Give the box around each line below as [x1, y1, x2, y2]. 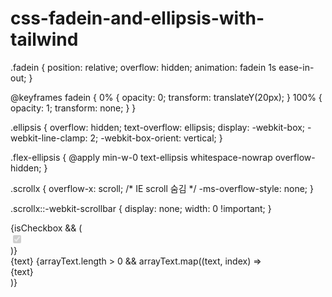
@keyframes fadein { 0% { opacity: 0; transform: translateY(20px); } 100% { [10, 91, 323, 103]
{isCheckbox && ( [10, 222, 83, 234]
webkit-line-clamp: [10, 132, 88, 144]
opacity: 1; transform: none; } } [10, 102, 137, 114]
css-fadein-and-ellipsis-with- [10, 7, 265, 30]
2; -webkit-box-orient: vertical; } [89, 132, 223, 144]
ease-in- [278, 61, 315, 73]
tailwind [10, 28, 79, 51]
